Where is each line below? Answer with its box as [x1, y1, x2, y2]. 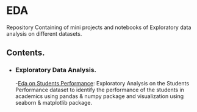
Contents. [6, 48, 45, 58]
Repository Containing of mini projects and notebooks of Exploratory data [6, 24, 192, 31]
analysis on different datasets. [6, 30, 82, 37]
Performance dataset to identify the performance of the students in [15, 86, 185, 93]
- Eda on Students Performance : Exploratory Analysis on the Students [15, 79, 190, 87]
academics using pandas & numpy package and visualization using [15, 92, 184, 100]
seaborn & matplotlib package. [15, 99, 93, 106]
